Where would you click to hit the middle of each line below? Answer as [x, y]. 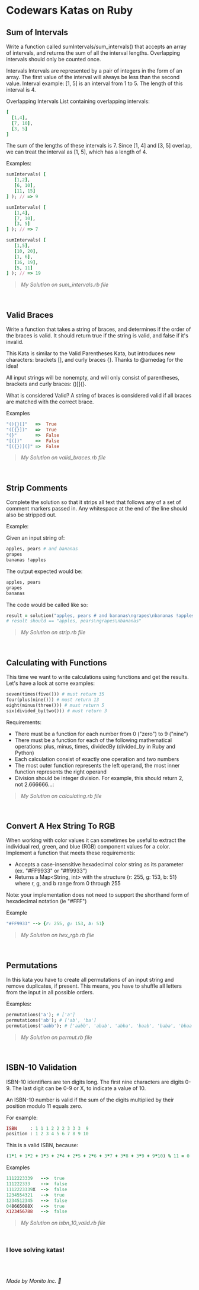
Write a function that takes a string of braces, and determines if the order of [99, 329]
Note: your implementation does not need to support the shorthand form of [98, 895]
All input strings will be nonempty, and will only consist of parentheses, [93, 378]
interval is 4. [21, 90]
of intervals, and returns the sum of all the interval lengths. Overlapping [93, 53]
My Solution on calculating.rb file [61, 796]
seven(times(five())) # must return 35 [55, 694]
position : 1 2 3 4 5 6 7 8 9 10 [47, 1134]
